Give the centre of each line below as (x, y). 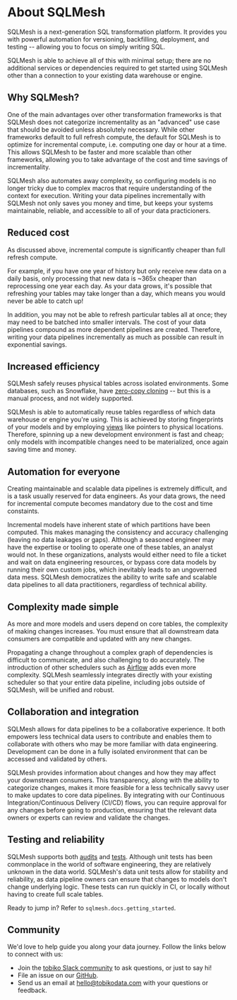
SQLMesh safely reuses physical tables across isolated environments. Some (118, 383)
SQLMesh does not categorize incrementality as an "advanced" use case (114, 122)
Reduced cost (38, 233)
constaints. (24, 511)
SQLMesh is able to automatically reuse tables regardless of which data (111, 412)
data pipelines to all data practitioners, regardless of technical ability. (108, 585)
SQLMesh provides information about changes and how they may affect (112, 772)
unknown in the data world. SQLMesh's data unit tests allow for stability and (118, 872)
